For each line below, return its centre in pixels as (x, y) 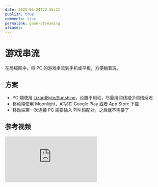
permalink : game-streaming (33, 23)
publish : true (20, 14)
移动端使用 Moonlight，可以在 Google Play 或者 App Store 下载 (76, 104)
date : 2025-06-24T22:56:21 (33, 10)
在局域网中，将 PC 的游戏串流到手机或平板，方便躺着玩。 (63, 68)
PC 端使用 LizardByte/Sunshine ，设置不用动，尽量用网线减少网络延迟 (82, 97)
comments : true (21, 19)
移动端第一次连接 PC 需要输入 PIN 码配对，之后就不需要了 (70, 110)
